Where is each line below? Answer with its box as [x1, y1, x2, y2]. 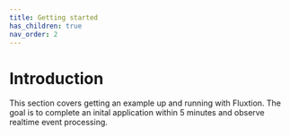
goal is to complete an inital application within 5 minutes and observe [9, 107, 265, 118]
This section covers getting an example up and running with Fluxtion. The [9, 98, 281, 108]
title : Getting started [9, 13, 99, 22]
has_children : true [9, 21, 83, 30]
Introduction [9, 68, 104, 89]
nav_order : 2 [9, 30, 58, 38]
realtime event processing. [9, 117, 108, 128]
